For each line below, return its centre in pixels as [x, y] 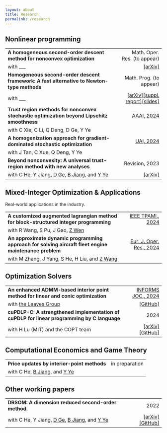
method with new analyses [57, 167]
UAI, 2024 [147, 141]
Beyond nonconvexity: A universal [49, 160]
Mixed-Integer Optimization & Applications [73, 192]
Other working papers [40, 390]
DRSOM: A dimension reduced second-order [62, 403]
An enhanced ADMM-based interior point [58, 289]
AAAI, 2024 [146, 116]
